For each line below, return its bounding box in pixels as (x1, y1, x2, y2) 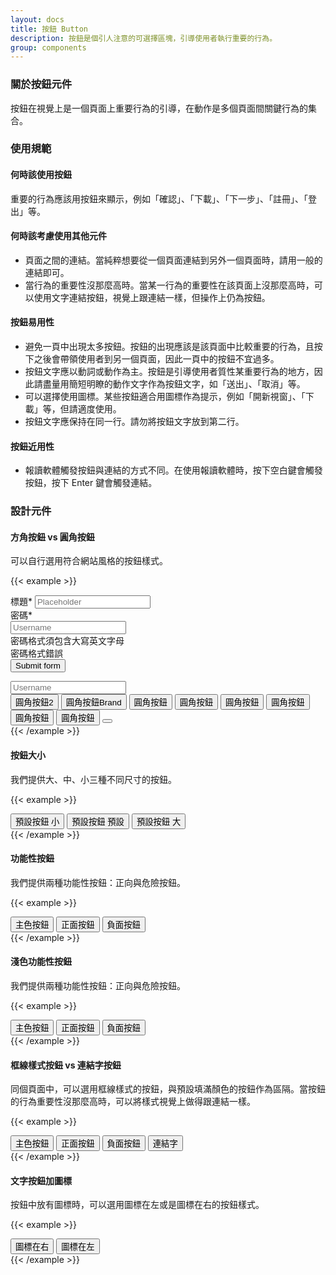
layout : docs (10, 14, 65, 25)
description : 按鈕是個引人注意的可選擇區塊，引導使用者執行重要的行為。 (10, 33, 278, 43)
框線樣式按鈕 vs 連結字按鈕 (10, 1059, 122, 1071)
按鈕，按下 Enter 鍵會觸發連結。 (24, 477, 158, 489)
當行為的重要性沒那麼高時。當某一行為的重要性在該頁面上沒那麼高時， (24, 279, 315, 291)
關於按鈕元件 (10, 77, 73, 91)
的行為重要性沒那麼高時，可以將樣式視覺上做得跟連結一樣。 (10, 1096, 256, 1108)
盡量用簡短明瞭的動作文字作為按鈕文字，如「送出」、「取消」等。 (42, 378, 306, 390)
